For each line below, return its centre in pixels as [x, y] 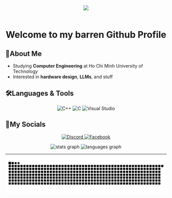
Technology [25, 71]
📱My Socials [26, 125]
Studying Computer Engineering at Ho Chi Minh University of [78, 66]
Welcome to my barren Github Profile [86, 35]
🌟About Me [24, 53]
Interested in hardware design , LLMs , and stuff [63, 77]
